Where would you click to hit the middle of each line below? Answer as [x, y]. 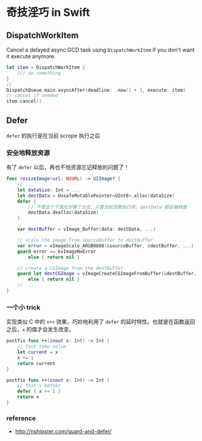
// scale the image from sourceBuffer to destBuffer [85, 241]
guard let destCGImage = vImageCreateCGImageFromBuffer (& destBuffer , [107, 274]
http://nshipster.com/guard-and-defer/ [63, 431]
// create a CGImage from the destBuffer [70, 268]
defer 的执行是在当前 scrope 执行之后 [53, 135]
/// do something [39, 73]
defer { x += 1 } [39, 391]
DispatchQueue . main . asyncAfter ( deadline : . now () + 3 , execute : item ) [96, 90]
